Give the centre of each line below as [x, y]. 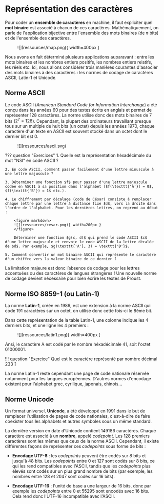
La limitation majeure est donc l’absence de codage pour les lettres [72, 268]
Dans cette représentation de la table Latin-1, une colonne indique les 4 [77, 320]
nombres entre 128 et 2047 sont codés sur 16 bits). [63, 477]
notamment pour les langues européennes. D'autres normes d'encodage [78, 379]
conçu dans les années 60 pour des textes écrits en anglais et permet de [79, 110]
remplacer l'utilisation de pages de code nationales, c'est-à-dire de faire [78, 416]
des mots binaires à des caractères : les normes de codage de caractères [79, 72]
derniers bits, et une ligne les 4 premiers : [47, 326]
